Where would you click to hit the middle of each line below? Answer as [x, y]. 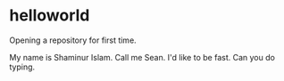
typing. [22, 67]
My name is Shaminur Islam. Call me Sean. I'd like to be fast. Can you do [142, 57]
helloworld [50, 16]
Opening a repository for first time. [73, 40]
